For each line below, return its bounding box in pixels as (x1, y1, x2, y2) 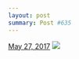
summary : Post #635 (8, 19, 72, 27)
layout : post (8, 11, 51, 20)
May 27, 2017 (8, 41, 51, 51)
